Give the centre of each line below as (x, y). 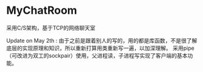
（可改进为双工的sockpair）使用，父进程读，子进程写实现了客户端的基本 (97, 55)
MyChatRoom (42, 10)
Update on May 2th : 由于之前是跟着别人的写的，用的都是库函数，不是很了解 (102, 40)
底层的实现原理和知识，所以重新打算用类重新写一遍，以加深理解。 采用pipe (100, 48)
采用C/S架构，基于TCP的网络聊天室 (51, 28)
